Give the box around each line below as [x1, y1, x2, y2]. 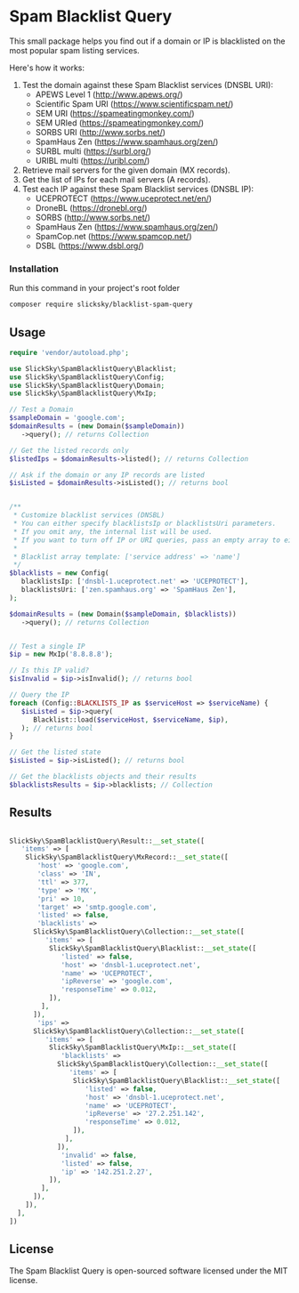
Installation [9, 263, 60, 275]
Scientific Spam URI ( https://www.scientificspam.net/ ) [35, 98, 234, 109]
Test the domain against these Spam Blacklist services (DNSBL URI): [21, 79, 274, 90]
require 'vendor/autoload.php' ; [9, 348, 129, 357]
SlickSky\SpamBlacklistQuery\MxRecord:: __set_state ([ [25, 853, 229, 862]
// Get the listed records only [9, 446, 129, 455]
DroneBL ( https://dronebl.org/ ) [35, 202, 148, 213]
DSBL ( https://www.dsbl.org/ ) [35, 240, 144, 251]
